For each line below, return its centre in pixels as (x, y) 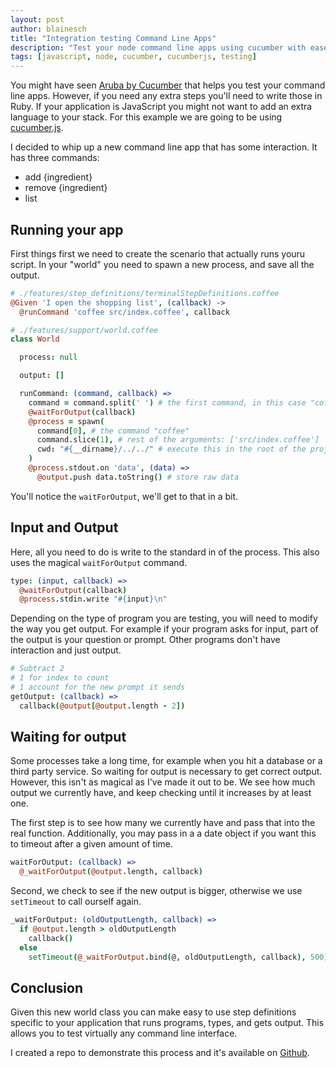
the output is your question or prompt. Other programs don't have (145, 640)
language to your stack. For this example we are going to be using (146, 117)
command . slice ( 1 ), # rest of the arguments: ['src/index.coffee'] (178, 440)
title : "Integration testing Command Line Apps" (113, 38)
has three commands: (55, 158)
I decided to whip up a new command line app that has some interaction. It (164, 147)
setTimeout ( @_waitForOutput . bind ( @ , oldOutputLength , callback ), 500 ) (178, 957)
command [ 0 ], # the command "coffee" (113, 431)
